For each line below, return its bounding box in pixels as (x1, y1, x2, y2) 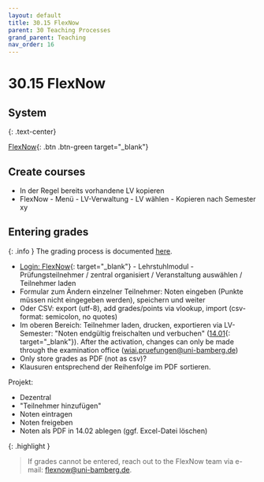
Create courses (8, 165, 86, 178)
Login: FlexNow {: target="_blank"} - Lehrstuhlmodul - (19, 261, 195, 271)
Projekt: (8, 377, 34, 387)
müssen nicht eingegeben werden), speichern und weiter (19, 295, 206, 304)
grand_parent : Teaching (8, 33, 87, 42)
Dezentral (19, 392, 51, 402)
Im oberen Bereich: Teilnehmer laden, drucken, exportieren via (19, 320, 223, 329)
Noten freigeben (19, 417, 73, 427)
